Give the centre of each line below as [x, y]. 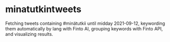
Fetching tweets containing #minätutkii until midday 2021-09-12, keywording [85, 23]
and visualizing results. [29, 34]
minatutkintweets [43, 9]
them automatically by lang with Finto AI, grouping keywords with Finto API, [84, 28]
